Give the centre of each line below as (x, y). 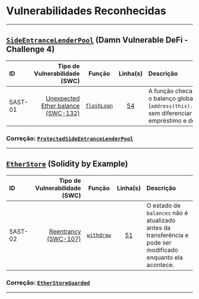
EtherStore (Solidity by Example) (67, 164)
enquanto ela (165, 257)
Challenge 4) (31, 50)
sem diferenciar (170, 113)
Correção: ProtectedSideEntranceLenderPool (70, 138)
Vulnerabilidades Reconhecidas (86, 11)
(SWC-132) (62, 113)
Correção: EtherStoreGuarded (48, 282)
